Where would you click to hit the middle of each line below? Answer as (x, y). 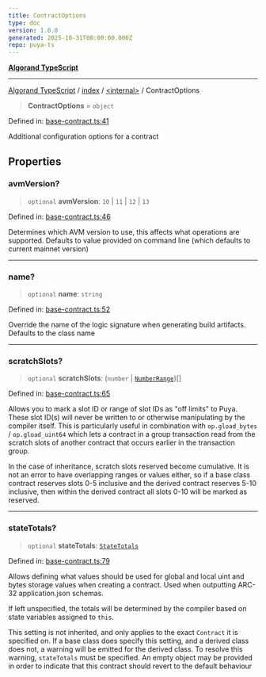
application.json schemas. (61, 593)
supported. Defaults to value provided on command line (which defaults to (129, 240)
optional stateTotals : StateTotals (83, 545)
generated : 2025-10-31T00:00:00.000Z (70, 38)
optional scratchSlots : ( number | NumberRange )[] (104, 378)
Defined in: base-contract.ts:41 (59, 121)
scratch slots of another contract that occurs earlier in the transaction (122, 443)
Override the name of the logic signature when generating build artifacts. (127, 325)
